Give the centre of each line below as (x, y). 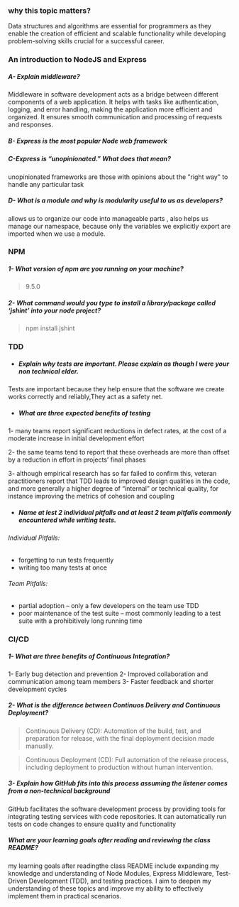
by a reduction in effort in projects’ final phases (77, 460)
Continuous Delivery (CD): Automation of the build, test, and (113, 731)
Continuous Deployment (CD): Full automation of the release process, (127, 759)
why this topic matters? (50, 11)
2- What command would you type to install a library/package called (112, 303)
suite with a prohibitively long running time (80, 621)
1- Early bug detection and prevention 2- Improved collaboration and (108, 674)
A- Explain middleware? (44, 76)
